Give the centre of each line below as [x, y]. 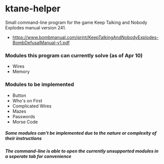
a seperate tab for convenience [38, 156]
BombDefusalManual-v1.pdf [41, 42]
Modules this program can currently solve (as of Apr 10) [74, 55]
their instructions [24, 138]
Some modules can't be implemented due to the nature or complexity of [81, 133]
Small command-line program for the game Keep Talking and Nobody [76, 22]
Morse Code [25, 122]
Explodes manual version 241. [36, 27]
